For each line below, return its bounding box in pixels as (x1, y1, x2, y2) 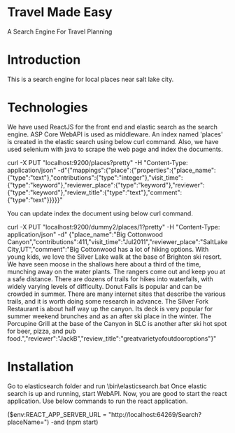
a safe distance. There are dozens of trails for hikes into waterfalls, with (7, 274, 213, 283)
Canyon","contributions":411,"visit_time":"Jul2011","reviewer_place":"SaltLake (7, 237, 228, 246)
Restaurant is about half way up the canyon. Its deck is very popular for (7, 304, 213, 313)
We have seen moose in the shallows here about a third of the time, (7, 260, 201, 268)
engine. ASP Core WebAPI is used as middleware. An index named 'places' (7, 130, 223, 139)
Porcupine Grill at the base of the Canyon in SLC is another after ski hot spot (7, 319, 227, 327)
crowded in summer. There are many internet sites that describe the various (7, 290, 226, 298)
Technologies (7, 99, 89, 115)
